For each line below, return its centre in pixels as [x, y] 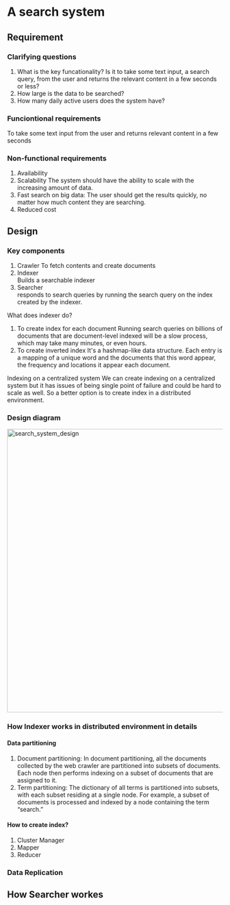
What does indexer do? [40, 315]
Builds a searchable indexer [56, 280]
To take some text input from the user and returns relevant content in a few [113, 134]
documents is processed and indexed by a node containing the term [113, 802]
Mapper [28, 847]
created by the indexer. [50, 302]
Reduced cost [37, 210]
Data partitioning [32, 743]
